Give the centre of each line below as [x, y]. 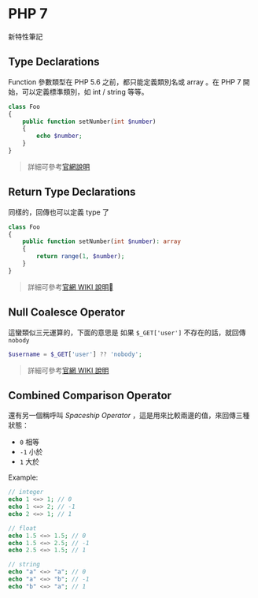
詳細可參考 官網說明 [59, 166]
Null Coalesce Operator [67, 312]
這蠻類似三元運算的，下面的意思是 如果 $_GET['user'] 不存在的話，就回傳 [127, 332]
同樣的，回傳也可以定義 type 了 [59, 212]
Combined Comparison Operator [90, 395]
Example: [23, 477]
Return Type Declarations [72, 192]
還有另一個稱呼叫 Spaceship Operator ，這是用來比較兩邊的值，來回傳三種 [129, 416]
